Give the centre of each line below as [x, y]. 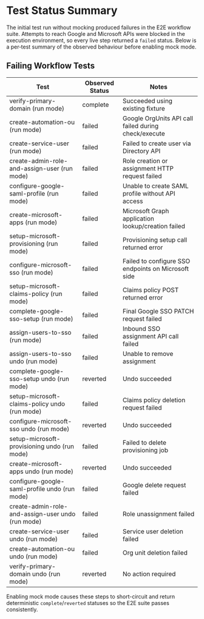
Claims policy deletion [154, 400]
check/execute [144, 133]
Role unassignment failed [158, 514]
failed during [141, 126]
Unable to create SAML [155, 186]
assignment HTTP [148, 168]
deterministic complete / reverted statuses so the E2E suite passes [88, 603]
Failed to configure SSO [156, 261]
